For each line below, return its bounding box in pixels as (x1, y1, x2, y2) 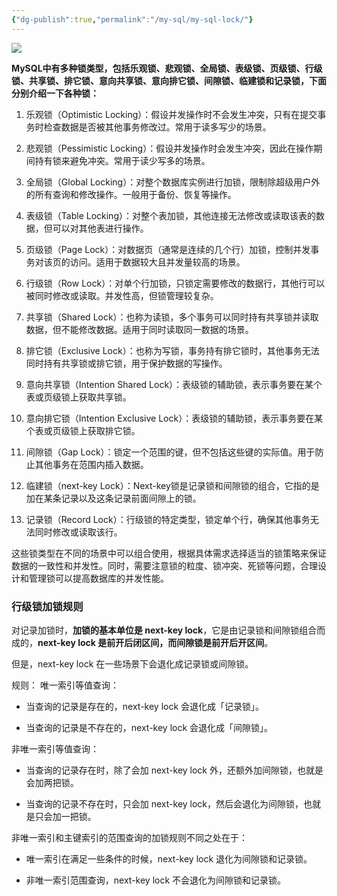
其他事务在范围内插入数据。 (34, 458, 149, 470)
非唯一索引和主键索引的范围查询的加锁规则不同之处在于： (11, 831, 248, 843)
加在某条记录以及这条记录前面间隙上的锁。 (25, 492, 202, 504)
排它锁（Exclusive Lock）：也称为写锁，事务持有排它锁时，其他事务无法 (25, 344, 320, 356)
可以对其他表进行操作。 (52, 222, 149, 234)
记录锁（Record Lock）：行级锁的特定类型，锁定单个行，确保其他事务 (25, 513, 311, 525)
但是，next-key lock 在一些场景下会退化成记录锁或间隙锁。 (11, 657, 254, 670)
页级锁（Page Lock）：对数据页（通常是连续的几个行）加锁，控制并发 (25, 243, 311, 255)
